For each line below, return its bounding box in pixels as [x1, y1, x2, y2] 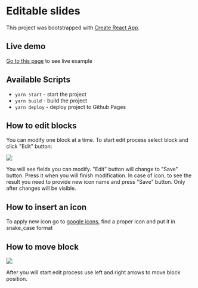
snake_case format [6, 225, 53, 232]
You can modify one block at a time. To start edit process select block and [6, 137, 189, 144]
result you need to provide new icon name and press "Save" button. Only [6, 178, 185, 186]
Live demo [6, 41, 46, 51]
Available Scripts [6, 75, 70, 85]
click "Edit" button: [6, 143, 52, 150]
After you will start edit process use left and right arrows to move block [6, 269, 181, 276]
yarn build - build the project [14, 97, 88, 104]
